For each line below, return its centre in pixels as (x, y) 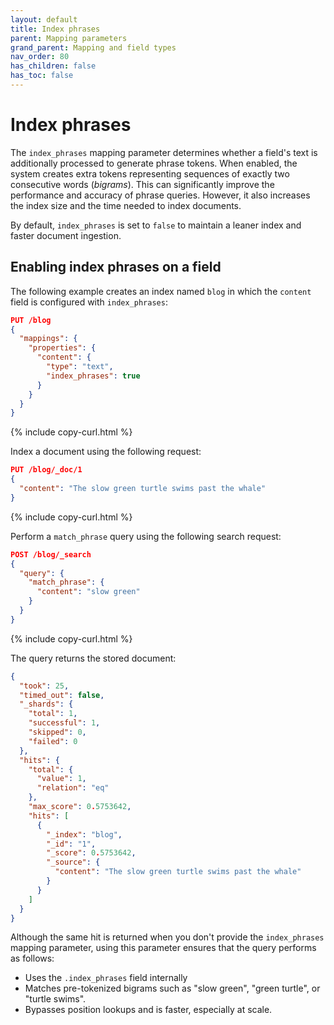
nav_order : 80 (40, 57)
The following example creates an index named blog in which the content (161, 291)
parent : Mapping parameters (69, 38)
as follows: (32, 958)
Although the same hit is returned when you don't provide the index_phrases (167, 937)
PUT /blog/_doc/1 (46, 470)
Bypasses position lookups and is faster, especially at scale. (148, 1010)
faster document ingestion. (66, 235)
